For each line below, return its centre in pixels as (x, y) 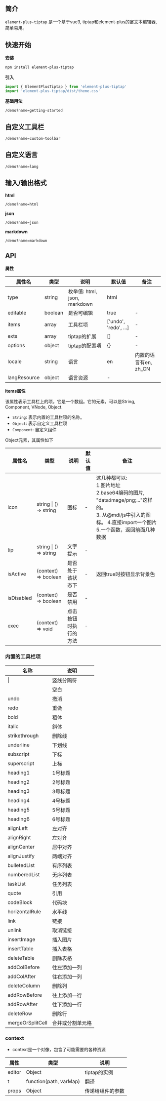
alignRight (19, 837)
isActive (17, 573)
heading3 (19, 791)
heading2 (19, 782)
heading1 (19, 773)
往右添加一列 (67, 977)
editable (17, 313)
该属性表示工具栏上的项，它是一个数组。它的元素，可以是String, (70, 401)
